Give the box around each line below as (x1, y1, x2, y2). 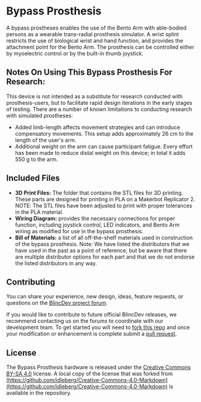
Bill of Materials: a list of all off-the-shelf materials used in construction (14, 234, 193, 241)
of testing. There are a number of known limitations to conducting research (6, 105, 193, 113)
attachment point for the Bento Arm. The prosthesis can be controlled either (6, 43, 194, 51)
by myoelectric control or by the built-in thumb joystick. (6, 49, 144, 57)
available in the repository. (6, 389, 72, 397)
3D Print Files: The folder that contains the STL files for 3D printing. (14, 189, 184, 196)
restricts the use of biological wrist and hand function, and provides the (6, 37, 184, 44)
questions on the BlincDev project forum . (6, 300, 108, 307)
